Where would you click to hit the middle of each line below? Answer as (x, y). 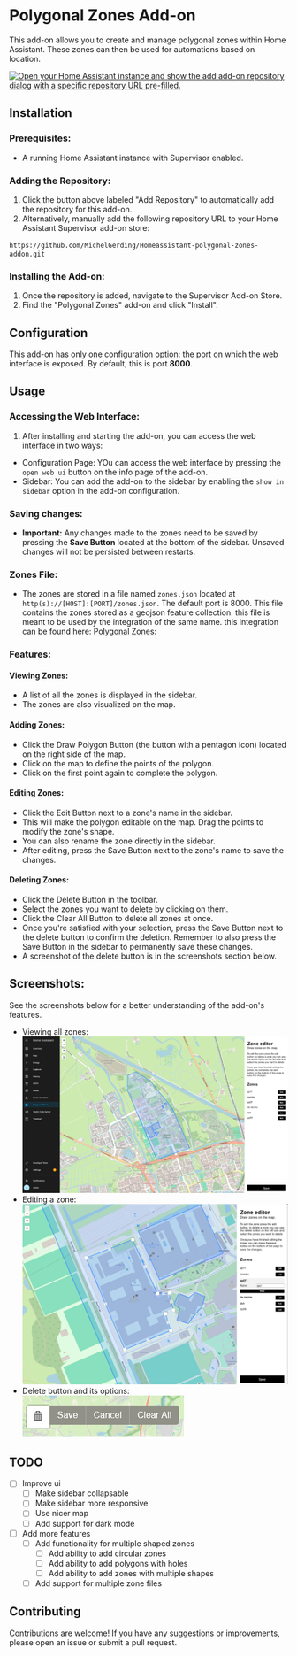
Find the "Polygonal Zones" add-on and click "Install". (120, 305)
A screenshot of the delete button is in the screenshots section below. (149, 956)
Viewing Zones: (39, 675)
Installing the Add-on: (57, 276)
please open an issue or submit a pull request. (93, 1642)
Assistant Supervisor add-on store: (86, 227)
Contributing (45, 1612)
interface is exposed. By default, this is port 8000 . (101, 364)
